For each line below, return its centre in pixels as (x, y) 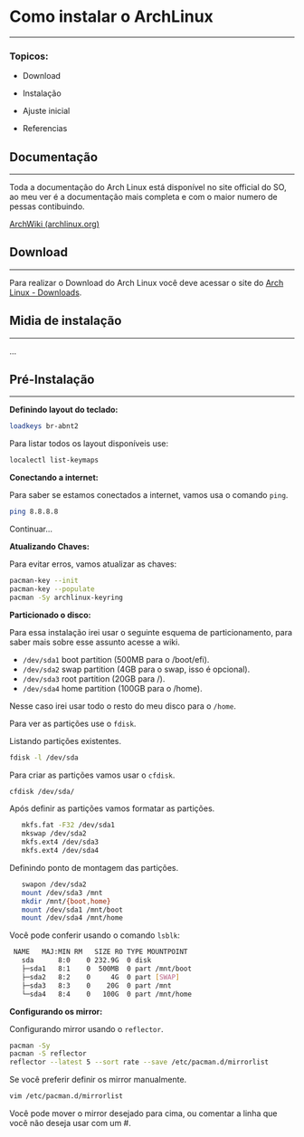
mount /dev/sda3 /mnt (62, 893)
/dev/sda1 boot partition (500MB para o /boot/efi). (116, 659)
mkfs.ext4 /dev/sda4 (60, 851)
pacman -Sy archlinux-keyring (66, 597)
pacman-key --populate (52, 589)
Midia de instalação (66, 321)
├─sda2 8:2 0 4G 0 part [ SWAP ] (100, 977)
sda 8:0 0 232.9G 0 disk (86, 960)
